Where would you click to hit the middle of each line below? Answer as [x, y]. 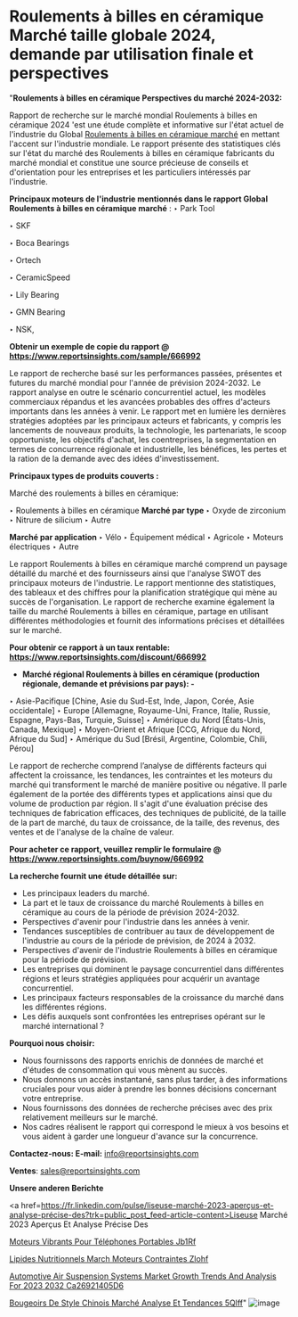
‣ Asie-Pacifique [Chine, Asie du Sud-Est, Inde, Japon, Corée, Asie [132, 701]
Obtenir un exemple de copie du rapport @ [89, 346]
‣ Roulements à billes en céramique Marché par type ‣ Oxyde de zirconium [148, 510]
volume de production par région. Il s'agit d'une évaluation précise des [139, 803]
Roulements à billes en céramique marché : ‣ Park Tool [112, 208]
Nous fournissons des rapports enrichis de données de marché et [143, 1060]
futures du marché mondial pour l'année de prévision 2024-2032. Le [135, 383]
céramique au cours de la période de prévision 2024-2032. [131, 912]
